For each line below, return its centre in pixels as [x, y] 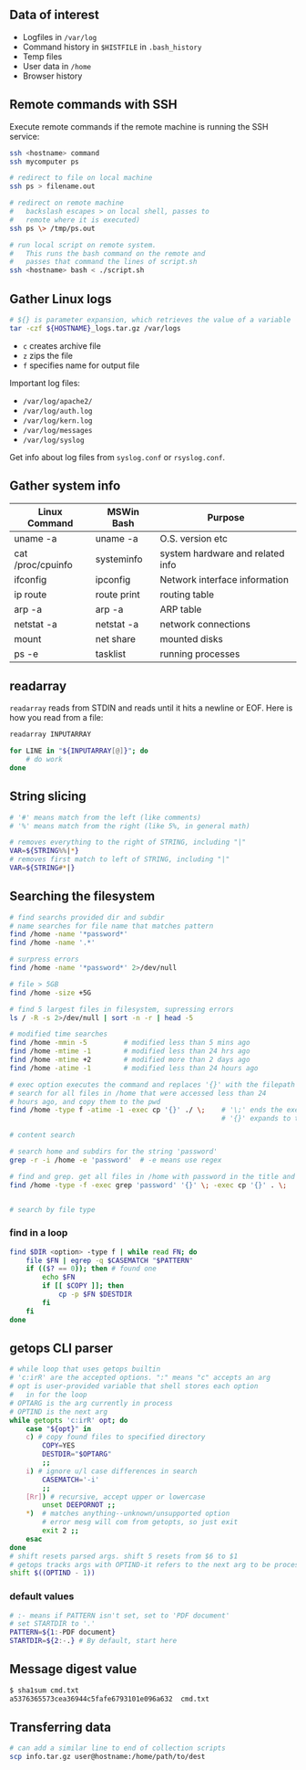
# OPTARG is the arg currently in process [91, 1403]
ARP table [181, 609]
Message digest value [73, 1669]
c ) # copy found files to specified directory [116, 1438]
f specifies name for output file [81, 365]
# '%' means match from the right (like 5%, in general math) [130, 826]
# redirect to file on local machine [81, 178]
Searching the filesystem [82, 896]
